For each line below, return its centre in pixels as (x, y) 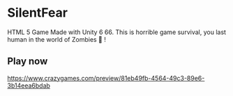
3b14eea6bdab (29, 86)
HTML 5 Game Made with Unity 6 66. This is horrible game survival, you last (117, 32)
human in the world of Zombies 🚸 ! (57, 39)
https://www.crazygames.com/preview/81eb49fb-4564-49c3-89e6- (106, 78)
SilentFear (38, 13)
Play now (28, 62)
